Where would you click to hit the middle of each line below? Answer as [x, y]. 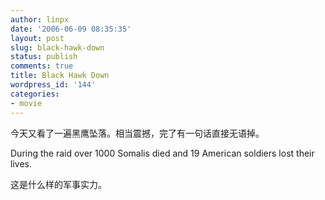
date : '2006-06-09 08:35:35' [71, 29]
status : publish [44, 57]
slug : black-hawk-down [57, 47]
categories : [35, 94]
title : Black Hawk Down [60, 76]
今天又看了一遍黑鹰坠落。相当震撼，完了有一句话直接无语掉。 [137, 133]
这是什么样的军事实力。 [58, 184]
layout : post [37, 38]
